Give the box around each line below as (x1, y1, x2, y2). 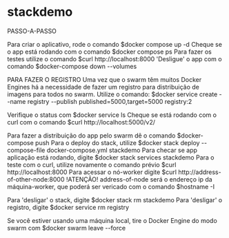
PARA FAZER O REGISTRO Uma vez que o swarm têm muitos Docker (7, 75, 202, 83)
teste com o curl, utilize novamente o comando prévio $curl (7, 160, 177, 169)
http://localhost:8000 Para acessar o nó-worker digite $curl (7, 168, 177, 176)
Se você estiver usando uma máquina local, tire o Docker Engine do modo (7, 216, 217, 224)
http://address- (178, 168, 222, 176)
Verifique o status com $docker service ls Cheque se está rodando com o (7, 111, 217, 119)
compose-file (7, 146, 46, 154)
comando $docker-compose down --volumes (7, 62, 137, 70)
